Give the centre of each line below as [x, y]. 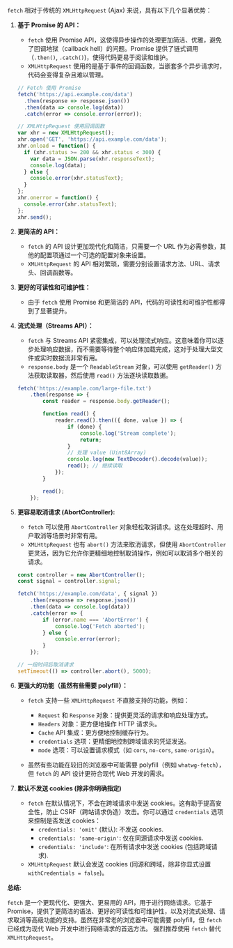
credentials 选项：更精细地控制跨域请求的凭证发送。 [114, 741]
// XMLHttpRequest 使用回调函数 [61, 127]
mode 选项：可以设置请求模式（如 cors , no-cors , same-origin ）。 [128, 750]
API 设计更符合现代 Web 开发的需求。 [114, 773]
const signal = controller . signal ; [69, 581]
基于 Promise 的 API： [49, 25]
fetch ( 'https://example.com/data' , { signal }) [87, 594]
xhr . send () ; [34, 217]
